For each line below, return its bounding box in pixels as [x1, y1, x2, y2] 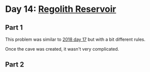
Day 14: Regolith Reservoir [5, 3, 117, 15]
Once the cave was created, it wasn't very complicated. [5, 46, 119, 52]
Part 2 [5, 61, 24, 69]
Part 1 [5, 23, 23, 32]
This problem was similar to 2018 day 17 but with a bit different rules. [5, 36, 146, 42]
